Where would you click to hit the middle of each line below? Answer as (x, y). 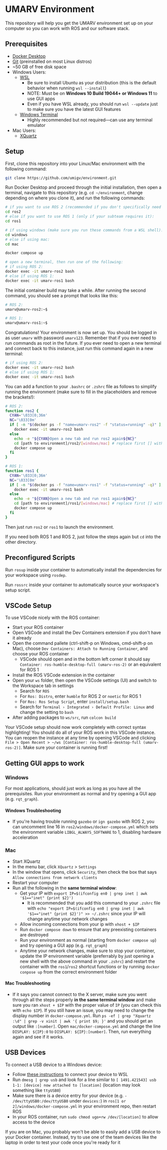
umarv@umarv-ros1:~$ (27, 323)
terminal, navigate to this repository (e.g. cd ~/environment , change (74, 193)
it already (22, 638)
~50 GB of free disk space (39, 66)
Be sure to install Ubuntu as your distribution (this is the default (92, 82)
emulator (36, 125)
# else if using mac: (28, 239)
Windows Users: (29, 72)
